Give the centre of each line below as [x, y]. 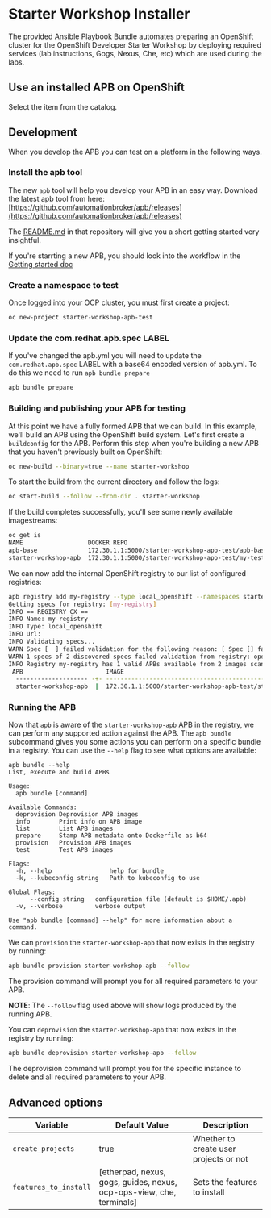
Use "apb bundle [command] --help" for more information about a [120, 920]
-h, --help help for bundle [90, 871]
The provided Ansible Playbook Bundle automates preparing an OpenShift [131, 36]
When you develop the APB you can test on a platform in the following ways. [135, 152]
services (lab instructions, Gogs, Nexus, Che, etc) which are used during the [135, 53]
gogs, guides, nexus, [138, 1182]
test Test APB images [65, 850]
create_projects [44, 1149]
